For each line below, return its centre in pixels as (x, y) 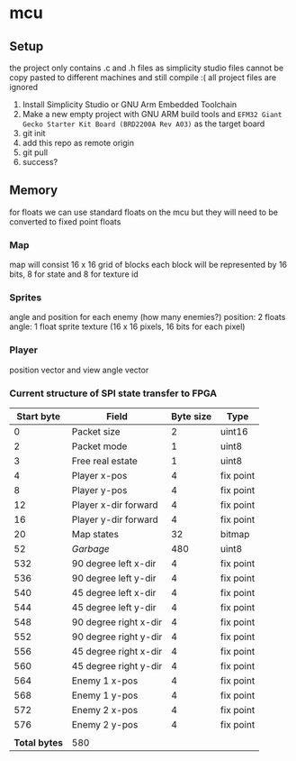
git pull (35, 152)
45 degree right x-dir (117, 651)
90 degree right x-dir (117, 622)
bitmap (235, 534)
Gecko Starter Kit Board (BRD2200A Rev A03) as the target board (144, 124)
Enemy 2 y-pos (105, 724)
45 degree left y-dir (114, 607)
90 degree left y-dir (114, 578)
